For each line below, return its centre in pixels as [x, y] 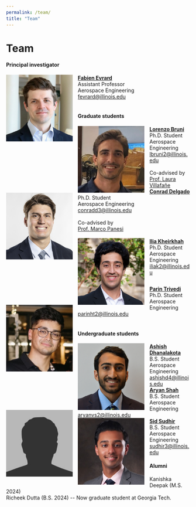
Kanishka [161, 479]
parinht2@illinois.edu [103, 314]
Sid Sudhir [162, 421]
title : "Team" [23, 18]
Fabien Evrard [95, 78]
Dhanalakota [165, 353]
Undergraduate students [109, 334]
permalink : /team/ [28, 12]
